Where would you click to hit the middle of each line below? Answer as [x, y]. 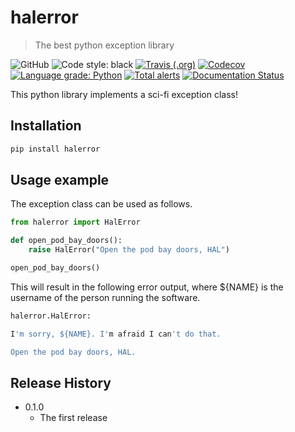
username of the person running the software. [105, 297]
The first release [73, 418]
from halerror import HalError [75, 222]
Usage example [60, 180]
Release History [61, 382]
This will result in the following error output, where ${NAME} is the [147, 287]
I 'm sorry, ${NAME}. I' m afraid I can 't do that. [116, 334]
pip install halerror [55, 149]
